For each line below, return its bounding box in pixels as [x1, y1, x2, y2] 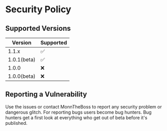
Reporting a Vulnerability [5, 90, 87, 99]
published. [5, 120, 28, 126]
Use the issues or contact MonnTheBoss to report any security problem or [5, 103, 162, 110]
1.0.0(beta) [8, 73, 36, 80]
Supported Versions [5, 24, 71, 33]
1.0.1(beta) [8, 56, 36, 63]
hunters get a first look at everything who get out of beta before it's [5, 114, 148, 121]
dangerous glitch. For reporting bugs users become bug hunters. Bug [5, 109, 152, 115]
